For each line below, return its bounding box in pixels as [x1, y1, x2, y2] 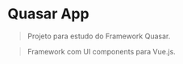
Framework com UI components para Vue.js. [27, 46, 177, 56]
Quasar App [7, 5, 89, 23]
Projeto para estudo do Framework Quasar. [27, 31, 171, 41]
